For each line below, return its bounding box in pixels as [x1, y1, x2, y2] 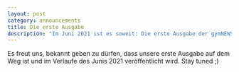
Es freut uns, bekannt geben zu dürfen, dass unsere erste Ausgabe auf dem [7, 49, 230, 58]
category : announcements [7, 17, 81, 24]
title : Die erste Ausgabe [7, 23, 84, 30]
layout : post [7, 10, 46, 18]
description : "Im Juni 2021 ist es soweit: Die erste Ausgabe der [7, 30, 208, 37]
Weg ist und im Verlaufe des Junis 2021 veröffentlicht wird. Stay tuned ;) [7, 57, 219, 66]
